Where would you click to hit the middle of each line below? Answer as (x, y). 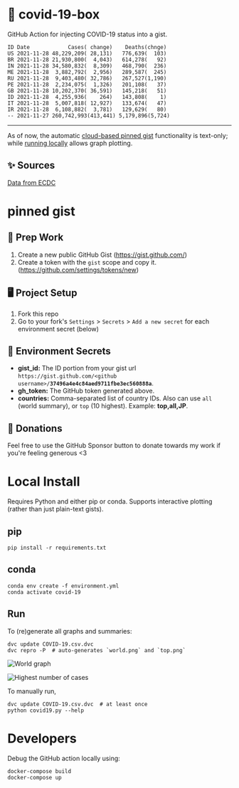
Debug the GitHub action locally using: (64, 758)
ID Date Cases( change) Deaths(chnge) (87, 47)
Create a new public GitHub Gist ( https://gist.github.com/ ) (102, 255)
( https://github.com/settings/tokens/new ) (78, 270)
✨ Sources (31, 165)
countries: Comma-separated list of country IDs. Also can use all (115, 398)
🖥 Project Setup (42, 293)
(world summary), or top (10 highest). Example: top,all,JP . (103, 406)
